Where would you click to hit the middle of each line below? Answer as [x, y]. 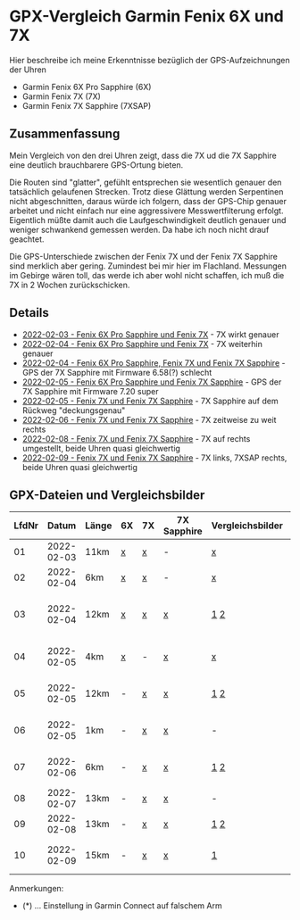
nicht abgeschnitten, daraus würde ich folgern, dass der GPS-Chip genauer [148, 201]
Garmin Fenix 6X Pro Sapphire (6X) [87, 87]
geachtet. [27, 239]
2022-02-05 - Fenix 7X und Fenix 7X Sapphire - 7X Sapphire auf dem [150, 401]
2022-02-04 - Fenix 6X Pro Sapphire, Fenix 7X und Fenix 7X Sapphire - [154, 362]
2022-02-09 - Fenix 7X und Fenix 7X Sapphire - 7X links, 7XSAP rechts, [154, 458]
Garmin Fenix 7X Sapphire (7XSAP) [87, 105]
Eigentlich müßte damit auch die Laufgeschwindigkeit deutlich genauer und [148, 220]
